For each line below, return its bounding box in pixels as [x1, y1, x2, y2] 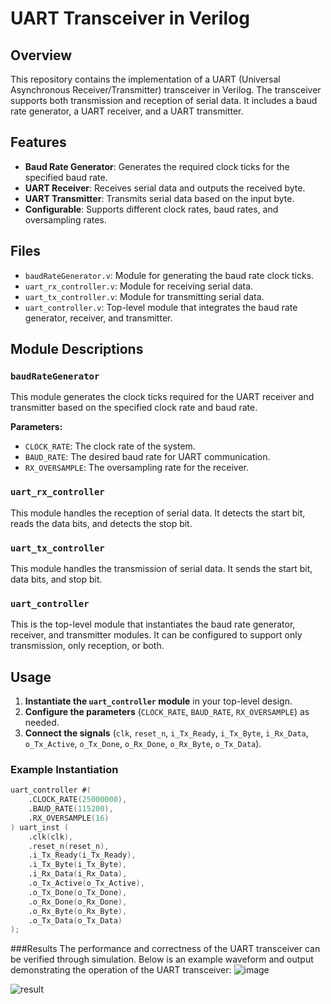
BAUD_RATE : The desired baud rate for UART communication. [24, 451, 271, 463]
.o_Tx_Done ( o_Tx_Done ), [28, 887, 128, 897]
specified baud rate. [24, 171, 108, 183]
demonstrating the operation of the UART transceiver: [10, 964, 232, 976]
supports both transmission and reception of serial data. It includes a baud [10, 95, 318, 106]
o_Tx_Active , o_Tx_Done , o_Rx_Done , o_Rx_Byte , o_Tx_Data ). [24, 738, 262, 750]
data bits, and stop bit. [10, 573, 103, 585]
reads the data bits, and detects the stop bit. [10, 517, 193, 529]
